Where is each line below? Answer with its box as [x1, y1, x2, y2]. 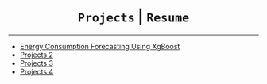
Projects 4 [19, 67, 54, 76]
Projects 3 [19, 58, 54, 67]
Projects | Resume [77, 8, 190, 26]
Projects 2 [19, 50, 54, 59]
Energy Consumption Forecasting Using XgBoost [19, 41, 180, 51]
